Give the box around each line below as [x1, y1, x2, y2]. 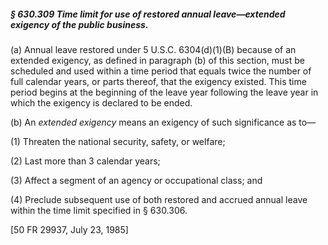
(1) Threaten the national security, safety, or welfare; [10, 135, 226, 147]
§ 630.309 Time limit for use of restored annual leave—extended [10, 8, 286, 20]
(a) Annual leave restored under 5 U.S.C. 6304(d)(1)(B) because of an [10, 43, 297, 55]
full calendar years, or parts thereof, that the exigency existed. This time [10, 75, 307, 87]
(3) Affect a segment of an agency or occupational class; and [10, 174, 263, 186]
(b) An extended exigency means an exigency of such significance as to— [10, 116, 317, 128]
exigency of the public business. [10, 18, 149, 30]
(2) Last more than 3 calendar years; [10, 155, 161, 167]
